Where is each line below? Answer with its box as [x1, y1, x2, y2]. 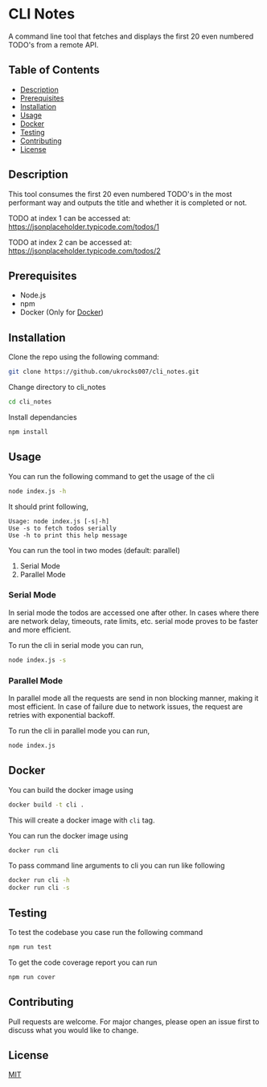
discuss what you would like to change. [8, 1025, 139, 1035]
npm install [8, 428, 48, 436]
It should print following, [8, 502, 88, 511]
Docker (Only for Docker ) [19, 307, 105, 318]
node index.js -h [8, 487, 67, 495]
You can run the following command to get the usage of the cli [8, 471, 215, 481]
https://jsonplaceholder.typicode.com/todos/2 [8, 246, 161, 256]
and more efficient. [8, 625, 72, 634]
